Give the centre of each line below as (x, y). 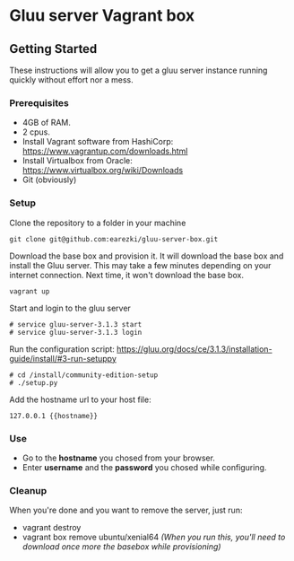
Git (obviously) (49, 180)
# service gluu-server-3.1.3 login (76, 332)
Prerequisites (39, 102)
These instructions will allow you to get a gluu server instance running (138, 70)
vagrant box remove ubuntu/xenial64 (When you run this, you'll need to (154, 537)
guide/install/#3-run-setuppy (63, 358)
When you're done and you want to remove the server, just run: (126, 510)
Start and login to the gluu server (70, 308)
